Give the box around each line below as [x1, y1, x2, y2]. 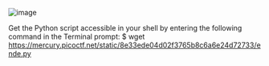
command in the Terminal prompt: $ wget [8, 32, 145, 41]
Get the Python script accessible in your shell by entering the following [8, 23, 243, 32]
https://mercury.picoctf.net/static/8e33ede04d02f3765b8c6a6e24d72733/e [8, 40, 261, 50]
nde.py [8, 49, 32, 58]
